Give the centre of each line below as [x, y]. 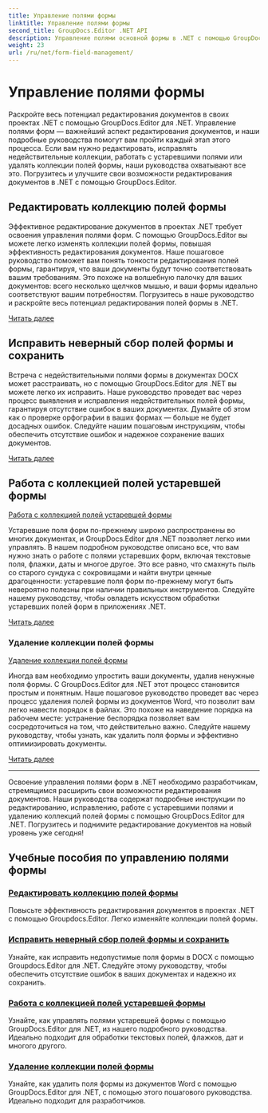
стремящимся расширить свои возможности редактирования [115, 790]
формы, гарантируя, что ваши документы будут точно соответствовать [130, 269]
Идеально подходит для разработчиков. [77, 1101]
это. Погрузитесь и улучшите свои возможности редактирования [120, 173]
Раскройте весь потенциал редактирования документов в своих [119, 114]
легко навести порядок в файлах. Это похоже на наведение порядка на [130, 709]
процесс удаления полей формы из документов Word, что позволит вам [132, 701]
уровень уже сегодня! [46, 833]
